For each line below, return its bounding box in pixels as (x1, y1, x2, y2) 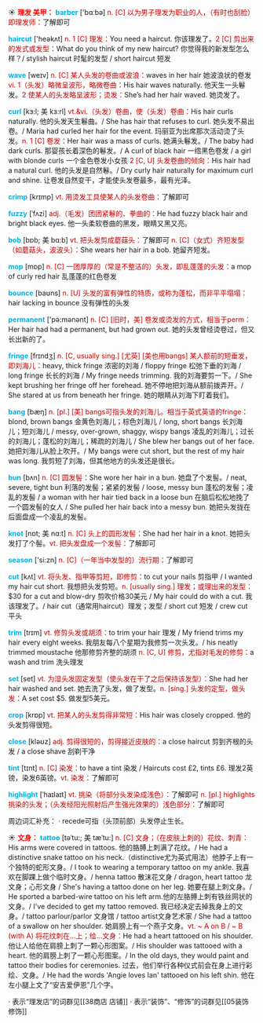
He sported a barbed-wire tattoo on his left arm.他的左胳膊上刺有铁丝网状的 (8, 892, 253, 901)
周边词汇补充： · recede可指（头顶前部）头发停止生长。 (8, 817, 188, 825)
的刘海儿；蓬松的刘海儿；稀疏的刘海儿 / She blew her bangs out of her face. (8, 437, 255, 446)
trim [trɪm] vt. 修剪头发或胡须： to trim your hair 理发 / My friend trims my (8, 628, 243, 637)
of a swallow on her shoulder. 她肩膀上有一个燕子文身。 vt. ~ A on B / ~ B (8, 922, 243, 930)
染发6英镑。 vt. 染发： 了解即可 (21, 773, 119, 782)
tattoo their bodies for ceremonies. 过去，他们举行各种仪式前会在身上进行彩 (8, 961, 253, 970)
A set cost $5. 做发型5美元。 (22, 694, 115, 703)
